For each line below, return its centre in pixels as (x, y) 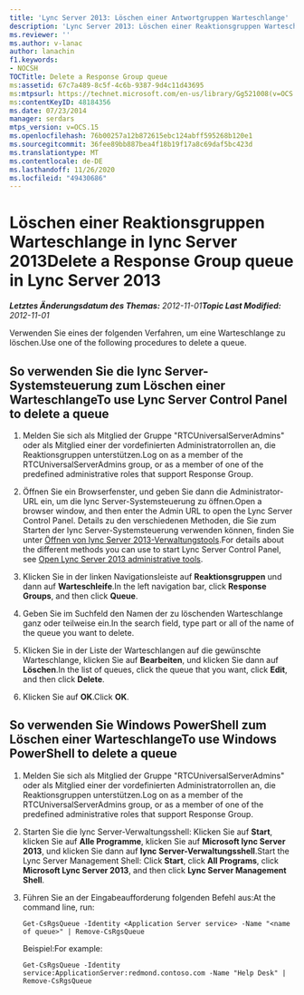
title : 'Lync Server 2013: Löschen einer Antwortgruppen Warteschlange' (149, 18)
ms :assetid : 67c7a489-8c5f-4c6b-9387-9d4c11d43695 (107, 85)
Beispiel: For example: (62, 948)
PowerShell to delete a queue (94, 754)
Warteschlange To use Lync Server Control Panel (148, 400)
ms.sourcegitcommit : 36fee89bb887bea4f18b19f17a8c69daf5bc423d (131, 144)
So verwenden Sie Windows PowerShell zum (138, 725)
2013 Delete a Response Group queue (152, 262)
